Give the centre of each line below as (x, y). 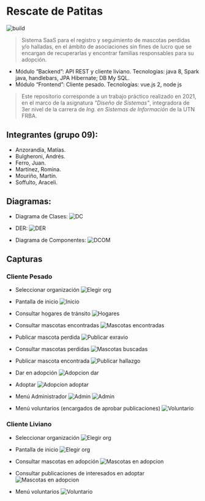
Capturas (24, 259)
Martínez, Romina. (38, 169)
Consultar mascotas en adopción (57, 461)
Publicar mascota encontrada (52, 361)
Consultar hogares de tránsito (53, 314)
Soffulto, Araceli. (36, 182)
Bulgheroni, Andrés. (40, 156)
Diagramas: (29, 202)
